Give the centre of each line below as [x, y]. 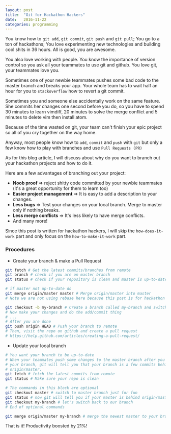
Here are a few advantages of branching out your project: [66, 173]
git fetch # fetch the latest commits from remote [60, 374]
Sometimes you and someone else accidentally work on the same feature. [83, 101]
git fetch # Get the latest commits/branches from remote [68, 270]
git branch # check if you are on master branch [58, 275]
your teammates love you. [32, 70]
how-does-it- [150, 231]
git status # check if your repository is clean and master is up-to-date [86, 280]
